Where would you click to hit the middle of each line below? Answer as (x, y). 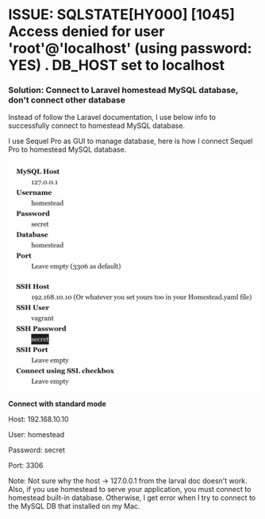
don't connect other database (67, 100)
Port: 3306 (26, 466)
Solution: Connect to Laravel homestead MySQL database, (123, 91)
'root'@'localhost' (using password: (130, 48)
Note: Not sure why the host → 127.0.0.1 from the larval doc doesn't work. (128, 481)
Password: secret (37, 450)
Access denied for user (86, 31)
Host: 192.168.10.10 (38, 420)
